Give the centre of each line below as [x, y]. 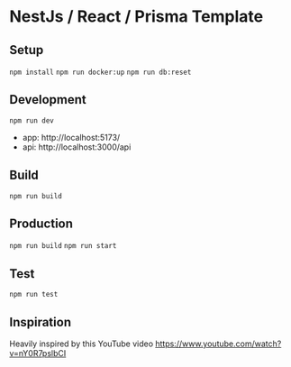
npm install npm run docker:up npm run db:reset [100, 72]
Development [48, 100]
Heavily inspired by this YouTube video [82, 344]
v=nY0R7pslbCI [38, 353]
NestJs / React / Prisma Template [136, 17]
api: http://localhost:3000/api [77, 147]
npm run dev [32, 120]
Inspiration [41, 322]
